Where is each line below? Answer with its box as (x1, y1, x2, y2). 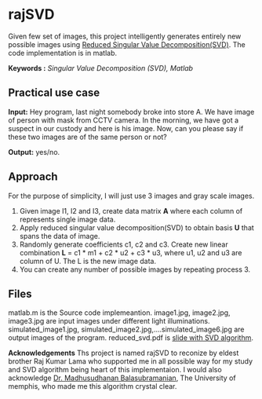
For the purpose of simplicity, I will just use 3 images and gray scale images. (8, 191, 255, 200)
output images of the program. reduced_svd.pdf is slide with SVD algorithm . (8, 333, 253, 342)
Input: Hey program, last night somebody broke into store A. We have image (8, 107, 255, 116)
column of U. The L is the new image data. (19, 256, 157, 265)
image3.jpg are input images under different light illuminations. (8, 317, 210, 326)
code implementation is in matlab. (8, 48, 118, 57)
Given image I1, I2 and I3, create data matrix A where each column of (19, 206, 243, 215)
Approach (8, 170, 58, 184)
